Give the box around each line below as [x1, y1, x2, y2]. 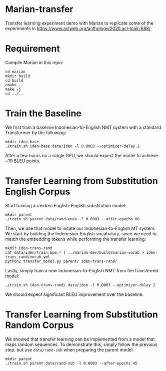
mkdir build [5, 74, 30, 79]
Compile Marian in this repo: [5, 59, 63, 66]
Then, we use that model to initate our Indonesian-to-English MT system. [5, 225, 156, 231]
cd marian [5, 69, 26, 74]
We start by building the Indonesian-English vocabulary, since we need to [5, 230, 157, 236]
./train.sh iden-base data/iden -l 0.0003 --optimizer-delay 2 [5, 144, 140, 149]
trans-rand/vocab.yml [5, 254, 50, 259]
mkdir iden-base [5, 139, 39, 144]
